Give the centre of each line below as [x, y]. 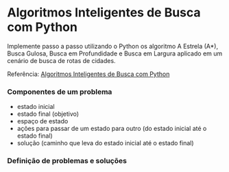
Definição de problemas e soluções [67, 161]
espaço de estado [43, 121]
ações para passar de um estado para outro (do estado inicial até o [112, 129]
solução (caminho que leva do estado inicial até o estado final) [105, 143]
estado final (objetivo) [48, 114]
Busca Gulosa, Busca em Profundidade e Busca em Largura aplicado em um [115, 53]
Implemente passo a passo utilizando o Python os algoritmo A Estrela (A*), [112, 46]
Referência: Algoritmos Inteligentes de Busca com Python [88, 74]
